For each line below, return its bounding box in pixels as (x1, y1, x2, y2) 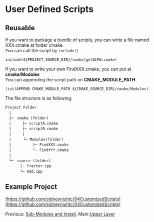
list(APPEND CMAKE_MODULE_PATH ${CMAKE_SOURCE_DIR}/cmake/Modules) (5, 86, 149, 91)
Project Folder (5, 105, 37, 110)
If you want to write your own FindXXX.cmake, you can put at (5, 66, 131, 72)
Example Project (5, 182, 57, 191)
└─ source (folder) (8, 158, 51, 163)
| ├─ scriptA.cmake (8, 121, 58, 126)
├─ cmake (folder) (8, 116, 49, 121)
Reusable (5, 24, 35, 32)
